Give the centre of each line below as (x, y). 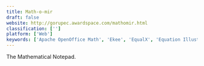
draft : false (23, 17)
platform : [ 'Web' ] (29, 34)
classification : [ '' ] (34, 28)
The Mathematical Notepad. (41, 57)
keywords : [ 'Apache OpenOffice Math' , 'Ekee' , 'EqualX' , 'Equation (93, 40)
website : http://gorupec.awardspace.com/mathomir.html (77, 23)
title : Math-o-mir (29, 12)
